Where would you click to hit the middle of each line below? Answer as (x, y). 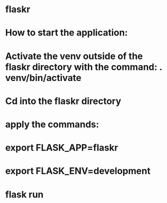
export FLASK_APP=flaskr (62, 148)
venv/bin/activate (43, 78)
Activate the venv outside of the (74, 56)
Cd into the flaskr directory (63, 101)
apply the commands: (52, 124)
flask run (24, 194)
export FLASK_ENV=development (78, 171)
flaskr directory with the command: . (84, 67)
